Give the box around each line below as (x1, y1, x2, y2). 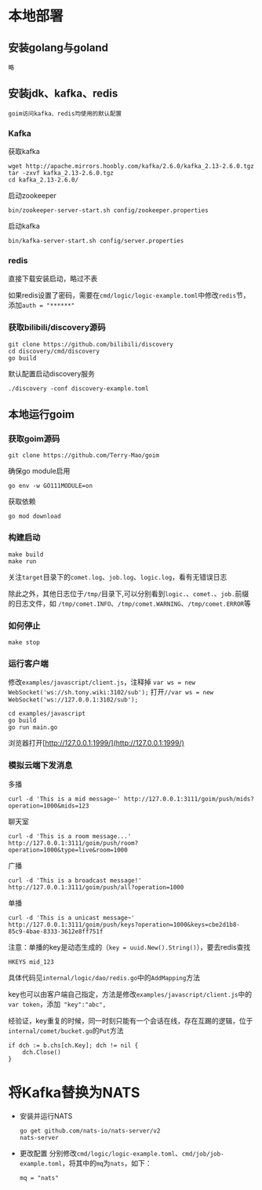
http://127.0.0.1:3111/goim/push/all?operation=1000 (8, 883, 184, 892)
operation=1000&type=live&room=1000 (8, 846, 128, 854)
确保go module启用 (8, 467, 71, 476)
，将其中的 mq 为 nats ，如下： (61, 1158, 152, 1167)
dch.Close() (22, 1048, 61, 1056)
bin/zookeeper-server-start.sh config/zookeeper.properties (8, 207, 209, 214)
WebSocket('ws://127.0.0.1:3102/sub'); (8, 696, 139, 704)
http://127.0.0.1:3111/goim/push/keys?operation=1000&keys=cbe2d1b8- (8, 921, 241, 928)
